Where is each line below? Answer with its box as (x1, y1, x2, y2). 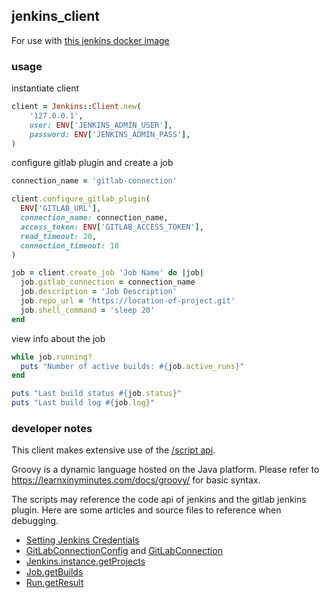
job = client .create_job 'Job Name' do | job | (11, 268, 204, 278)
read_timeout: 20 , (20, 231, 98, 241)
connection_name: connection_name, (20, 213, 169, 223)
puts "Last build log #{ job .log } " (11, 398, 156, 408)
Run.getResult (25, 577, 84, 589)
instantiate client (11, 82, 80, 94)
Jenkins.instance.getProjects (25, 555, 146, 568)
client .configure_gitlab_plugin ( (11, 194, 151, 204)
